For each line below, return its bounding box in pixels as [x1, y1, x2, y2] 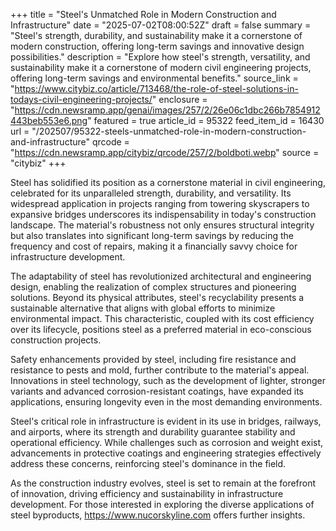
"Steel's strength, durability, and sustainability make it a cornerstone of [10, 30, 303, 41]
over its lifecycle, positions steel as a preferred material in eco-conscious [10, 324, 312, 335]
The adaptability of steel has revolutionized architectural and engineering [10, 270, 312, 282]
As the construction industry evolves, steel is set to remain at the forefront [10, 477, 317, 489]
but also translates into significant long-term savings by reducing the [10, 230, 294, 241]
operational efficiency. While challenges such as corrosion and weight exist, [10, 437, 324, 448]
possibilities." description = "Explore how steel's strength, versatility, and [10, 51, 311, 63]
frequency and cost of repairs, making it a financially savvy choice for [10, 240, 298, 252]
